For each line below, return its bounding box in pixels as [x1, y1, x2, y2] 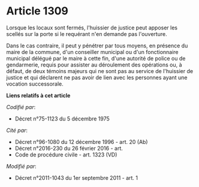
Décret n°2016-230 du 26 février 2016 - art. [14, 144, 123, 152]
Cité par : [6, 126, 28, 134]
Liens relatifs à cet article [6, 92, 71, 99]
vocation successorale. [6, 80, 64, 88]
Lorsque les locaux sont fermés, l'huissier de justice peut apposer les [6, 24, 178, 31]
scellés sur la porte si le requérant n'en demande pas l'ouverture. [6, 30, 167, 37]
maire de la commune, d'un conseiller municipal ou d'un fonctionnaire [6, 48, 179, 55]
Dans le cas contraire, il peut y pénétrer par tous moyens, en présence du [6, 42, 188, 49]
